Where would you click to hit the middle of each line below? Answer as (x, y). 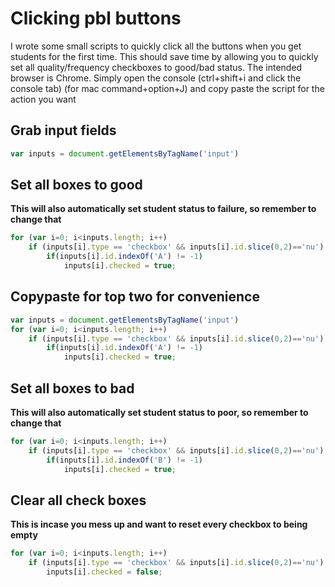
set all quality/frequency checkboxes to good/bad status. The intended (156, 67)
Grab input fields (63, 130)
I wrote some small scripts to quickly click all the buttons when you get (156, 46)
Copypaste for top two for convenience (135, 297)
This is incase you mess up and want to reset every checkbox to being (159, 524)
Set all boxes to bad (72, 388)
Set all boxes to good (76, 185)
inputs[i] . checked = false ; (104, 572)
